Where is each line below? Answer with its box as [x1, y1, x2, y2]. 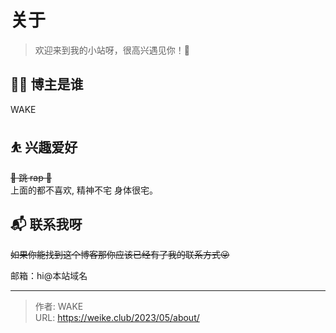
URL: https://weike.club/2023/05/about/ [34, 312, 200, 324]
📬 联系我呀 [10, 216, 83, 233]
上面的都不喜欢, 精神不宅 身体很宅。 [10, 184, 158, 196]
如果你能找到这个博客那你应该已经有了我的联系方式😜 [10, 249, 230, 261]
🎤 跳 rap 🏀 [10, 171, 52, 183]
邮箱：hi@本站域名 [10, 270, 88, 282]
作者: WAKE [34, 301, 84, 313]
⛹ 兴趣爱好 [10, 139, 78, 156]
